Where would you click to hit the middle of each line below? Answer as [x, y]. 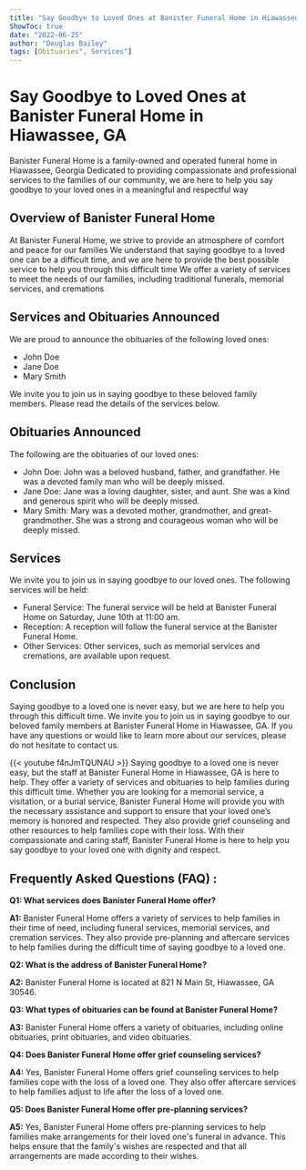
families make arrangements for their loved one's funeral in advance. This [148, 1136]
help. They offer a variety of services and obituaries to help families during [149, 782]
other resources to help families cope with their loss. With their [127, 830]
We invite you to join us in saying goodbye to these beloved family [133, 393]
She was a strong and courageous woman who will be [177, 520]
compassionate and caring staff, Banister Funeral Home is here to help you [149, 840]
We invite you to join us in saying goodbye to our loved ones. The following [150, 580]
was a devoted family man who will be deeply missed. [124, 481]
